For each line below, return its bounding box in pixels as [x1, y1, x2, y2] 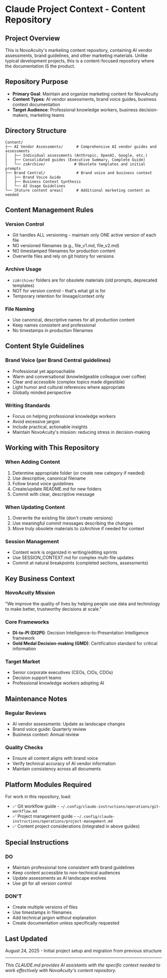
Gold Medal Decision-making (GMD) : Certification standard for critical [12, 641, 158, 647]
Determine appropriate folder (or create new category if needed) [12, 470, 145, 476]
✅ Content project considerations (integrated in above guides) [12, 823, 140, 829]
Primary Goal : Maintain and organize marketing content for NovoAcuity [12, 91, 159, 97]
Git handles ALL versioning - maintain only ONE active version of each [12, 232, 157, 238]
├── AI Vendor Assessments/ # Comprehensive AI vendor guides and [5, 144, 157, 149]
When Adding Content [5, 458, 61, 465]
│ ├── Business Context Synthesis [5, 179, 81, 184]
